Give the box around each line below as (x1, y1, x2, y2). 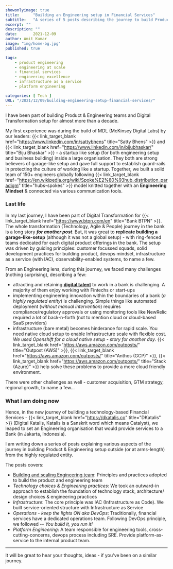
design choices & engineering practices (12, 494, 97, 500)
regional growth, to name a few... (5, 384, 75, 390)
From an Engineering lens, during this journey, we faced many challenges (5, 266, 161, 272)
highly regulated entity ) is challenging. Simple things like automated (12, 298, 157, 304)
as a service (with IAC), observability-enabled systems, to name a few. (5, 256, 155, 262)
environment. (12, 369, 41, 375)
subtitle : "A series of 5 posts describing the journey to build (5, 17, 153, 22)
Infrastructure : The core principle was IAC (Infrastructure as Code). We (12, 499, 164, 505)
